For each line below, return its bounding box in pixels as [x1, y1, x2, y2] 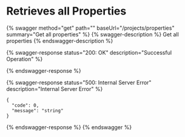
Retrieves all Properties [6, 4, 127, 18]
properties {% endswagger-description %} [6, 37, 113, 44]
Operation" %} [6, 55, 43, 62]
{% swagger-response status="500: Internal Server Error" [6, 79, 152, 86]
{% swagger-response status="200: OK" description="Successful [6, 48, 172, 56]
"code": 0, [12, 102, 39, 109]
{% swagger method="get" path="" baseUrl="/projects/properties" [6, 24, 175, 32]
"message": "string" [12, 107, 64, 113]
